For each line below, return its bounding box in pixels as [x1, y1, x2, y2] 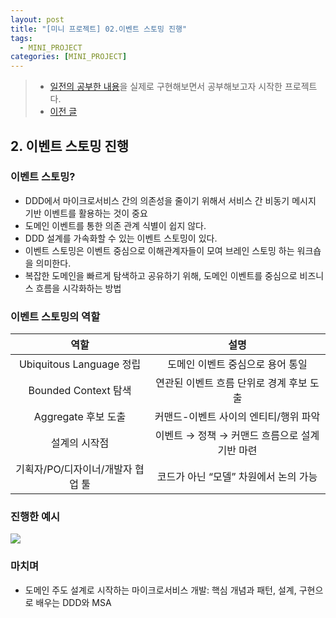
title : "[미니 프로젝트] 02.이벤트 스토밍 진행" [10, 24, 188, 34]
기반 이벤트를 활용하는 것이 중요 [24, 207, 148, 219]
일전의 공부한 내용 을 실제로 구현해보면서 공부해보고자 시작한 [49, 81, 283, 93]
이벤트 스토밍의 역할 [10, 309, 101, 323]
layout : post [10, 14, 65, 25]
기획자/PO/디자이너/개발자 [15, 462, 133, 476]
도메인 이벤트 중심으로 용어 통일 [167, 357, 308, 371]
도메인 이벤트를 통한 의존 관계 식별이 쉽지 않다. [24, 219, 207, 231]
